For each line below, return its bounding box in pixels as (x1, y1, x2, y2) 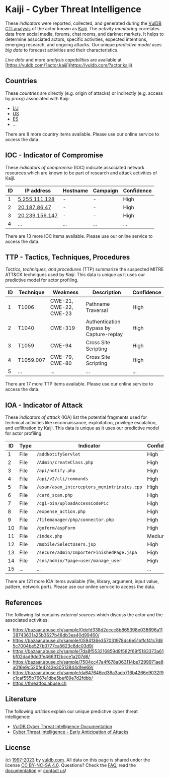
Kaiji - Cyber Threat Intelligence (5, 4, 142, 15)
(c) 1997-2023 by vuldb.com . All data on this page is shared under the (5, 757, 150, 763)
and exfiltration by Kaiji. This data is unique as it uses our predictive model (5, 425, 159, 431)
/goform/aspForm (36, 525, 75, 531)
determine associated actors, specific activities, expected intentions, (5, 36, 148, 42)
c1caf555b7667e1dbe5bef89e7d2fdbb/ (12, 675, 93, 681)
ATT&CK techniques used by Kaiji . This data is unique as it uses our (5, 272, 145, 278)
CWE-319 (50, 325, 75, 332)
